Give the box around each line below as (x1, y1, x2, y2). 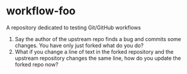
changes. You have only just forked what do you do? (14, 42, 144, 49)
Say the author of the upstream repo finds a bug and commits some (14, 35, 182, 42)
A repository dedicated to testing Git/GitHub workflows (6, 24, 141, 31)
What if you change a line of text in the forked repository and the (14, 48, 174, 55)
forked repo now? (14, 61, 58, 68)
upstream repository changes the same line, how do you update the (14, 54, 182, 61)
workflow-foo (6, 4, 76, 18)
